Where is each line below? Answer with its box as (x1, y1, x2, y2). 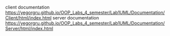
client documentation (5, 4, 50, 10)
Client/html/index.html (5, 15, 52, 20)
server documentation (52, 15, 99, 20)
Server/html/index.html (5, 25, 53, 31)
